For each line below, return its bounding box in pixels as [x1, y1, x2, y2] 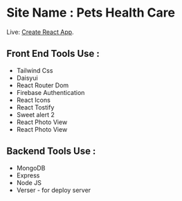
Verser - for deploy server [16, 186, 91, 194]
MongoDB [16, 164, 46, 172]
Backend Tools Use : [6, 146, 96, 157]
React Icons [16, 96, 51, 104]
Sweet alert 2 [16, 110, 55, 119]
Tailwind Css [16, 66, 53, 74]
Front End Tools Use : [6, 48, 100, 60]
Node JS [16, 178, 42, 186]
